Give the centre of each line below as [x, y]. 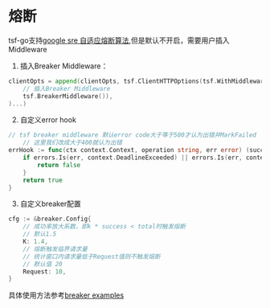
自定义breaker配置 [51, 204]
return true [43, 180]
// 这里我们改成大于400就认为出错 [73, 143]
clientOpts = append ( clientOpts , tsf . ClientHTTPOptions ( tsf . [113, 81]
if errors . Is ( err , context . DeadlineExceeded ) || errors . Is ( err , [133, 158]
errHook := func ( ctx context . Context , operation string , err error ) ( [129, 150]
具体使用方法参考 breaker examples [66, 295]
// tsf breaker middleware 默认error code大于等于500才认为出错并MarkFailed [133, 135]
